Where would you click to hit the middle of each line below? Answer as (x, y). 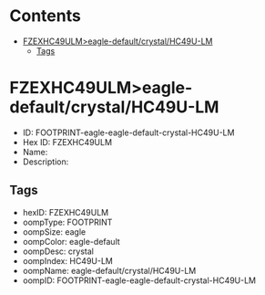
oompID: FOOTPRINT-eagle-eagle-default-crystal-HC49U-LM (139, 280)
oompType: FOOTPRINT (67, 222)
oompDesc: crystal (58, 251)
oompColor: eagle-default (71, 241)
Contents (46, 16)
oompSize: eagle (54, 232)
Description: (46, 162)
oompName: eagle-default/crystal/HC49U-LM (109, 270)
